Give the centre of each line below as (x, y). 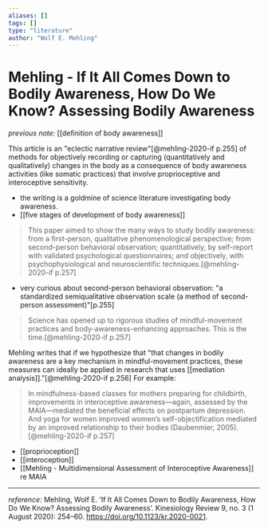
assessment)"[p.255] (80, 305)
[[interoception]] (47, 460)
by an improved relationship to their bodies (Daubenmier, (121, 428)
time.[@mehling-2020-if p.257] (79, 337)
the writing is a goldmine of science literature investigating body (125, 198)
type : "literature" (41, 30)
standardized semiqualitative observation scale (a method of (119, 296)
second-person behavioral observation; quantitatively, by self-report (140, 247)
